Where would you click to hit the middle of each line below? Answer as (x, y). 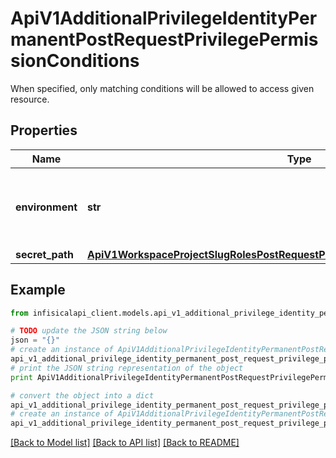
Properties (44, 130)
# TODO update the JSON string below (89, 331)
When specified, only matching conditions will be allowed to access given (162, 88)
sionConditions (75, 61)
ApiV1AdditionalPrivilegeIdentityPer (164, 18)
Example (38, 290)
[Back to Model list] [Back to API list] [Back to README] (125, 443)
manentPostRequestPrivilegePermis (164, 39)
